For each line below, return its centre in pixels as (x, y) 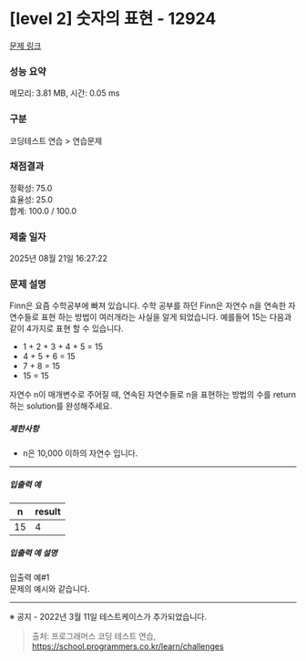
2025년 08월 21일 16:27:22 (58, 258)
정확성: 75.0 (31, 188)
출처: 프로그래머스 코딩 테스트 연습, (94, 636)
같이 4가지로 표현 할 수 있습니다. (67, 328)
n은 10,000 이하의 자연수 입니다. (80, 453)
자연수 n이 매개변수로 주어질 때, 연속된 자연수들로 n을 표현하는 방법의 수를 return (153, 395)
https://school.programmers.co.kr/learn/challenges (128, 646)
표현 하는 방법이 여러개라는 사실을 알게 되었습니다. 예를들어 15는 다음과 (166, 317)
